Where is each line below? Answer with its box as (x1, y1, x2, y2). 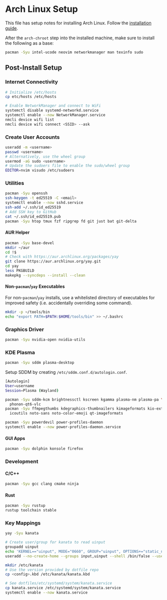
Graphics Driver (5, 326, 44, 333)
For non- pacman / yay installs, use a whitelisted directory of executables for (5, 295, 155, 300)
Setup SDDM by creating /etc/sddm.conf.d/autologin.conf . (5, 369, 128, 375)
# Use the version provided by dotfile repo (5, 567, 99, 572)
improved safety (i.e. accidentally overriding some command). (5, 300, 133, 306)
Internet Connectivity (5, 79, 58, 86)
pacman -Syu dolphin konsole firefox (5, 446, 83, 451)
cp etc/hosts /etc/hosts (5, 94, 57, 99)
